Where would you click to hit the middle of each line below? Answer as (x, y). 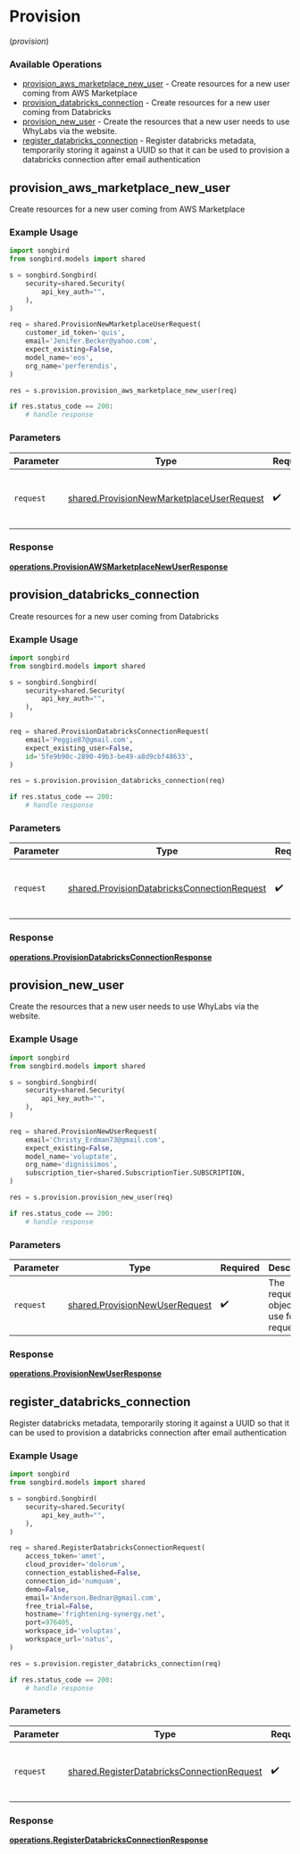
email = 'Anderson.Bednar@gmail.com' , (94, 1598)
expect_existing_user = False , (79, 748)
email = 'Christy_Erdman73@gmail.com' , (96, 1140)
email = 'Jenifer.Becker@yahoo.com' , (92, 341)
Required (240, 1268)
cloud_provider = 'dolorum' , (75, 1565)
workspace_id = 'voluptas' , (74, 1631)
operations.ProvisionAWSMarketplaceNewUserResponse (119, 566)
